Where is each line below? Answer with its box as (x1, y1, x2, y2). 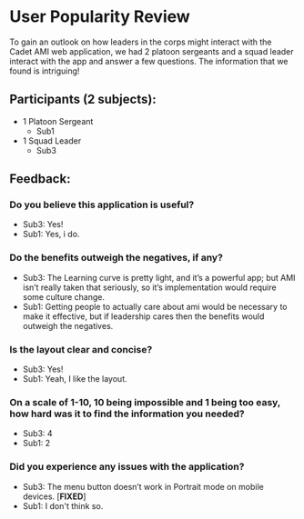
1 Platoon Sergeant (22, 115, 94, 126)
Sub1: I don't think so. (22, 500, 104, 511)
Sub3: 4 (22, 428, 53, 439)
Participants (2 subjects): (9, 92, 157, 107)
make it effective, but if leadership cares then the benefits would (22, 311, 265, 322)
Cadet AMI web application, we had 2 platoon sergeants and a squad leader (9, 45, 294, 56)
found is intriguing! (9, 65, 80, 76)
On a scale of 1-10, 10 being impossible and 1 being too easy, (9, 395, 280, 408)
